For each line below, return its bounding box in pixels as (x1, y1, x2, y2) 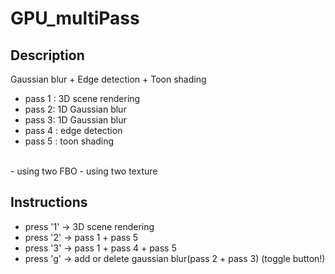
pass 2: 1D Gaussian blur (24, 103, 127, 115)
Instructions (10, 194, 88, 211)
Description (10, 47, 85, 64)
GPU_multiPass (10, 7, 140, 30)
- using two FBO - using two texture (10, 165, 158, 177)
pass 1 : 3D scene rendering (24, 93, 141, 104)
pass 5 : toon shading (24, 135, 115, 147)
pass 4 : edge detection (24, 125, 123, 136)
